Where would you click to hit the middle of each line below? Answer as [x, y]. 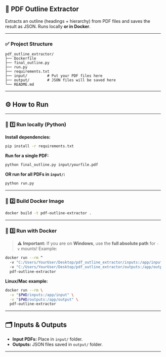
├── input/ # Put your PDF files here [54, 76]
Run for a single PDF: [27, 156]
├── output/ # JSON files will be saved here [61, 80]
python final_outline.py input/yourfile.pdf [52, 165]
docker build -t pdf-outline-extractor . [48, 213]
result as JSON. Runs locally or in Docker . [48, 26]
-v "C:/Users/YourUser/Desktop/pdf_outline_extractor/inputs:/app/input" [87, 263]
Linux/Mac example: [27, 281]
